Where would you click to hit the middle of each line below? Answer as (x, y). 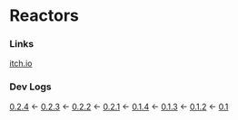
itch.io (21, 63)
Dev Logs (30, 87)
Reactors (44, 16)
